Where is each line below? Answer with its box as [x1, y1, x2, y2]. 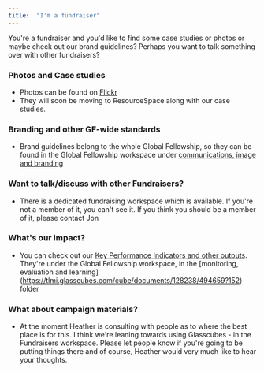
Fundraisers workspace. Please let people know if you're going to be [19, 338, 243, 348]
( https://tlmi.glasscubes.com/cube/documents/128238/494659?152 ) [19, 275, 243, 285]
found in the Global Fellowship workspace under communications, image [19, 151, 256, 160]
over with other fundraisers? [8, 50, 100, 59]
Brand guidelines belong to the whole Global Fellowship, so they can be [19, 142, 252, 151]
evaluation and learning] [19, 267, 99, 277]
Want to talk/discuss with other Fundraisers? [8, 178, 184, 189]
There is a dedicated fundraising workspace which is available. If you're [19, 196, 254, 206]
